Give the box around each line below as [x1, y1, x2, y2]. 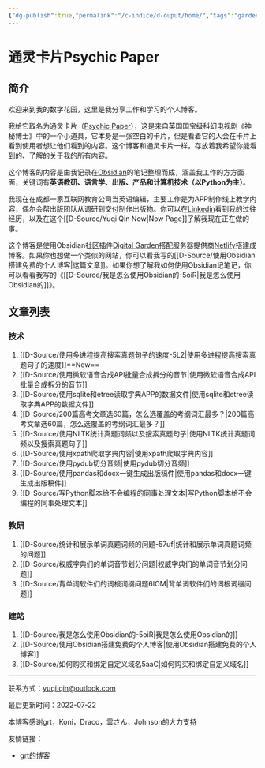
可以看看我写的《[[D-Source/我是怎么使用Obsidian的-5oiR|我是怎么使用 [8, 270, 241, 279]
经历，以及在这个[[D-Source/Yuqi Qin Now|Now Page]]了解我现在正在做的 [8, 214, 250, 223]
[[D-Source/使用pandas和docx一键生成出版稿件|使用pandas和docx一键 [19, 469, 252, 478]
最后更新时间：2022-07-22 [8, 700, 97, 710]
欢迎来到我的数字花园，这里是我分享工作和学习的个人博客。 [8, 104, 202, 114]
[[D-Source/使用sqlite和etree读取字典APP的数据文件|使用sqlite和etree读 [19, 390, 254, 399]
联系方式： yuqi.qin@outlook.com [8, 684, 116, 693]
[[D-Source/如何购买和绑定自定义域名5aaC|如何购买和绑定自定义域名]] [19, 659, 249, 669]
